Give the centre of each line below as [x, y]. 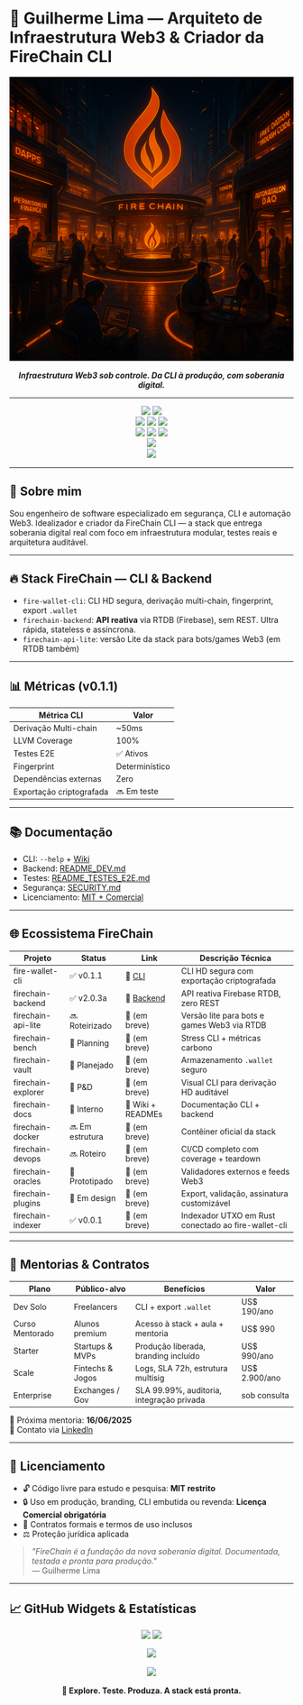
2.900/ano [261, 1378]
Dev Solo [30, 1306]
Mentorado [34, 1334]
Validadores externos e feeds [235, 1171]
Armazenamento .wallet [227, 1060]
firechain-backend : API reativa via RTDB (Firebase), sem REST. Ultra [151, 619]
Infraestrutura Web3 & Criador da [137, 37]
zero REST [201, 1003]
